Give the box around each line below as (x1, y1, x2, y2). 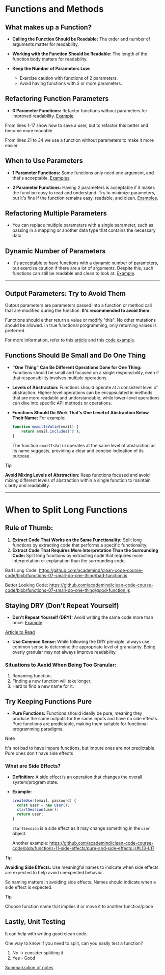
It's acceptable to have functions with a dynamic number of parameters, (12, 260, 159, 266)
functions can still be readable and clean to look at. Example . (12, 271, 136, 276)
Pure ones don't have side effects (5, 750, 74, 756)
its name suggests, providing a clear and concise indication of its (12, 448, 144, 454)
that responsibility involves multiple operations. (12, 375, 108, 381)
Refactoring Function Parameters (5, 94, 109, 103)
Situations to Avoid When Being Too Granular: (5, 662, 117, 669)
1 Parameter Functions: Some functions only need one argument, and (12, 170, 154, 176)
